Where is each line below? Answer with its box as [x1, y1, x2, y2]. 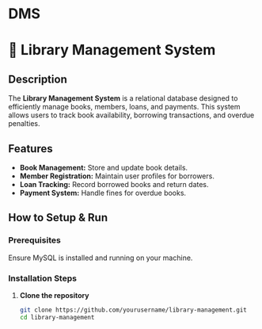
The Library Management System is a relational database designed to [8, 94, 238, 103]
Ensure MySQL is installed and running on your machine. [8, 253, 193, 262]
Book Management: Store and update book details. [19, 163, 188, 172]
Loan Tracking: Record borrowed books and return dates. [19, 180, 209, 189]
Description [8, 72, 67, 86]
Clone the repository [19, 290, 89, 300]
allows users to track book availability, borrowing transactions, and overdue [8, 110, 255, 120]
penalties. [8, 119, 41, 128]
